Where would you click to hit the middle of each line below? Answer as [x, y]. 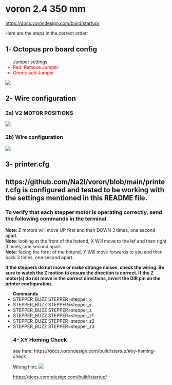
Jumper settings [30, 62]
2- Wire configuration [41, 98]
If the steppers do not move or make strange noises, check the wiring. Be [85, 267]
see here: [23, 351]
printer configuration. [29, 284]
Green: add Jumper [33, 72]
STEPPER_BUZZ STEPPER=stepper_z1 [53, 315]
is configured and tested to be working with [93, 190]
